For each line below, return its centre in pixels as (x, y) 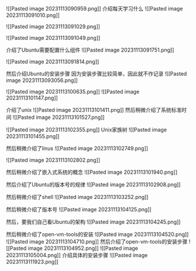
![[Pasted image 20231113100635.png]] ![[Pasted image (73, 92)
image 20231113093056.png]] (42, 80)
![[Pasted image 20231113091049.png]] (53, 38)
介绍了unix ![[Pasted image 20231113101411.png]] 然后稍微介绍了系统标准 (94, 110)
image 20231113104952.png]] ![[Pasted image (83, 248)
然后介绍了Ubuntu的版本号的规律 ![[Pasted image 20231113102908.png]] (93, 184)
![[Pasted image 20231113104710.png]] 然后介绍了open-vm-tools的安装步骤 (97, 241)
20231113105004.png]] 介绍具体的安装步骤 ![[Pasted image (77, 255)
